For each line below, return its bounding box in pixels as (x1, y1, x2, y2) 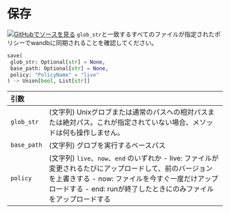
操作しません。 (76, 128, 125, 137)
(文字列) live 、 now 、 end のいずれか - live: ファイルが (49, 154, 219, 163)
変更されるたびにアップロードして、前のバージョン (49, 164, 214, 173)
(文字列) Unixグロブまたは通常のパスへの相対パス (49, 107, 208, 117)
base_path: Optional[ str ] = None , (10, 65, 109, 72)
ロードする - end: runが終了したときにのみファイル (49, 184, 214, 194)
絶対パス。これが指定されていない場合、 (62, 117, 193, 127)
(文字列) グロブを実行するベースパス (49, 141, 166, 150)
